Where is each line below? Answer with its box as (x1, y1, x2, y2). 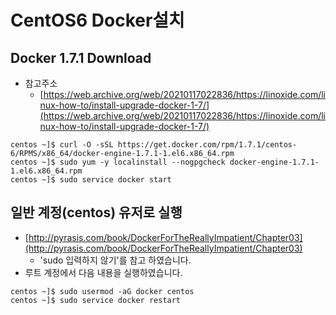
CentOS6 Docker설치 (10, 9, 185, 32)
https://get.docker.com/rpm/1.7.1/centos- (117, 140, 298, 150)
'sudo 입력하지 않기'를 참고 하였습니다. (39, 254, 192, 266)
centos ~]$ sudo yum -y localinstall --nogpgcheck (10, 157, 226, 167)
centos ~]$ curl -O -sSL (10, 140, 114, 150)
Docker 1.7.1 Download (10, 49, 152, 66)
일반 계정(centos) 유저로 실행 (10, 204, 183, 221)
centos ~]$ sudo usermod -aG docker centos (10, 286, 195, 296)
